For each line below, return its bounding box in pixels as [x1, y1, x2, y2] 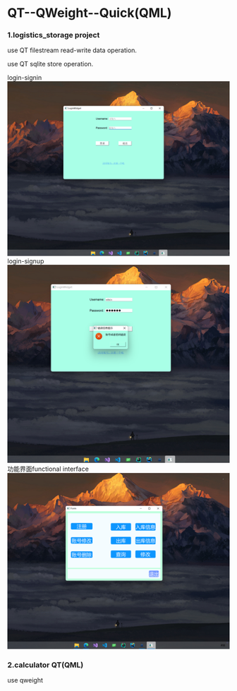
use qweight [7, 676, 44, 685]
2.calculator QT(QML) [7, 660, 84, 670]
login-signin [7, 73, 42, 82]
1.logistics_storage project [7, 30, 100, 40]
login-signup [7, 257, 44, 265]
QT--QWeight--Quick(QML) [7, 5, 172, 21]
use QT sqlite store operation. [7, 60, 94, 68]
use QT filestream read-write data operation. [7, 46, 138, 54]
